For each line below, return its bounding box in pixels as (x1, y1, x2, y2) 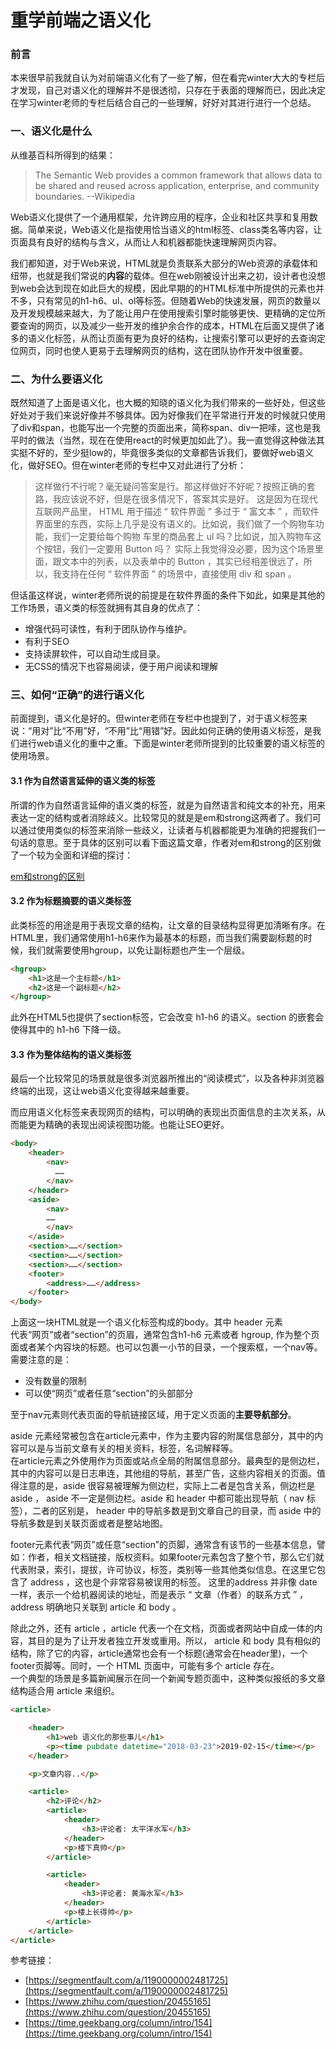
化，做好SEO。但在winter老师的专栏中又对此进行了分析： (10, 459, 247, 471)
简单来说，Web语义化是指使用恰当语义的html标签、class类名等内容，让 (27, 223, 323, 235)
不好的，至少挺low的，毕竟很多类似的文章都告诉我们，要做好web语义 (27, 447, 314, 459)
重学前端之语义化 (10, 9, 152, 32)
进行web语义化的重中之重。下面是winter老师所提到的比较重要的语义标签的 (18, 737, 325, 750)
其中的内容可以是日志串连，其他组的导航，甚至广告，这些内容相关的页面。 (10, 1467, 317, 1480)
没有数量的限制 (24, 1375, 87, 1387)
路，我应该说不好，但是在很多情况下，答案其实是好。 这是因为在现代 (34, 493, 318, 505)
